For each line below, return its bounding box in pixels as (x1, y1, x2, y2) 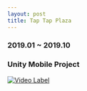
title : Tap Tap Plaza (7, 17, 72, 24)
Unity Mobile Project (7, 60, 80, 70)
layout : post (7, 10, 46, 18)
